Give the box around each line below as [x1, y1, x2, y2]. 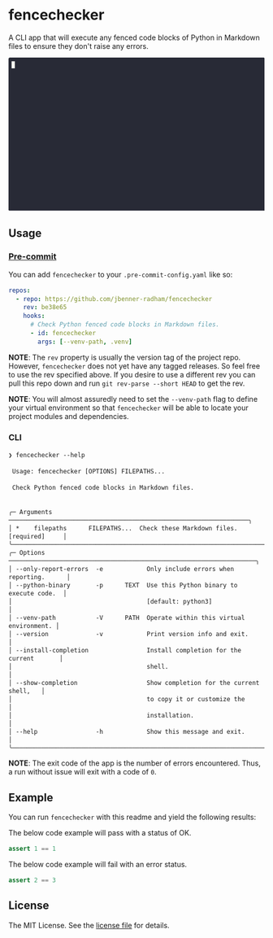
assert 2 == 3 [8, 876, 57, 884]
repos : [8, 286, 31, 294]
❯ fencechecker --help [8, 452, 85, 460]
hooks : [23, 312, 45, 321]
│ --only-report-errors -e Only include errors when [8, 565, 234, 574]
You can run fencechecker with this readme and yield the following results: [8, 812, 257, 822]
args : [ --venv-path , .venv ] [37, 338, 132, 346]
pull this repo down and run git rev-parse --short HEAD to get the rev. [8, 378, 245, 388]
